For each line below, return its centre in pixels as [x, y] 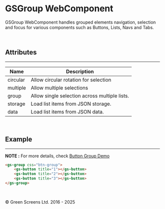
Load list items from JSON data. [67, 112]
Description [80, 71]
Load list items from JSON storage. [71, 104]
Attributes [21, 52]
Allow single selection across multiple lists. [80, 95]
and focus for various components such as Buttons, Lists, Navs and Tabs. [80, 27]
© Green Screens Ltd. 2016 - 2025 [40, 202]
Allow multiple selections [59, 88]
